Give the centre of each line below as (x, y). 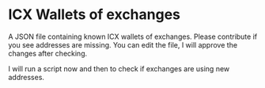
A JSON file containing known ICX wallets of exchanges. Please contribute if (133, 36)
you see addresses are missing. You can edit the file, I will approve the (123, 44)
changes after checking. (48, 53)
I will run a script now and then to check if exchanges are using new (119, 68)
